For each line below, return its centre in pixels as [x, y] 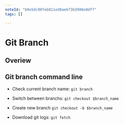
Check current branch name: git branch [53, 89]
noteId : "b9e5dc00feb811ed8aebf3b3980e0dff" [51, 10]
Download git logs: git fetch [41, 117]
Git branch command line [44, 77]
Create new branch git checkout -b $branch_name [62, 107]
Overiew [18, 61]
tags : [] [14, 14]
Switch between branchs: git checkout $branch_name [65, 98]
